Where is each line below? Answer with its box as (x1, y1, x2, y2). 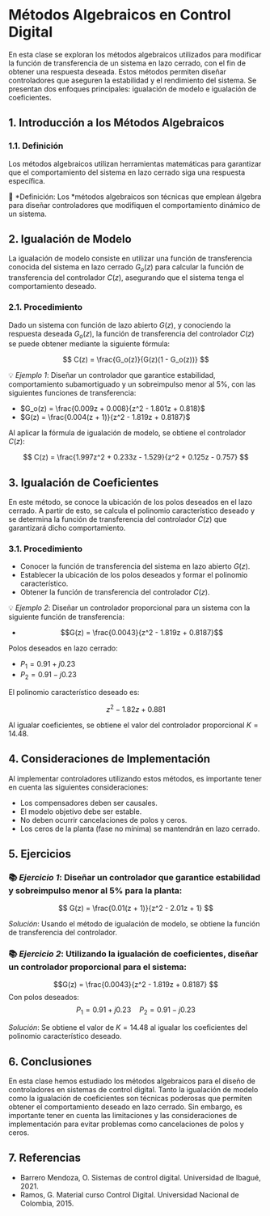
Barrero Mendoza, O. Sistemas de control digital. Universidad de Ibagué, (19, 1172, 261, 1182)
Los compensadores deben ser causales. (19, 798, 158, 807)
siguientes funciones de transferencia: (8, 388, 137, 398)
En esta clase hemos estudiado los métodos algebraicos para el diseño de (8, 1076, 256, 1086)
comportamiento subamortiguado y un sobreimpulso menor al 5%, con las (8, 379, 256, 389)
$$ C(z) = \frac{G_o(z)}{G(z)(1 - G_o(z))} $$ (62, 354, 209, 365)
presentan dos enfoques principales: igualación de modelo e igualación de (8, 83, 257, 94)
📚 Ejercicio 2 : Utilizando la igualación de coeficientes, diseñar (8, 948, 259, 960)
